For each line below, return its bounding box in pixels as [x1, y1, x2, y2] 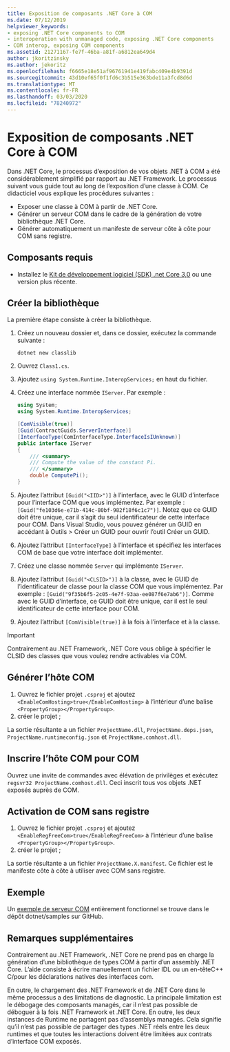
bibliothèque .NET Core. [17, 217, 86, 225]
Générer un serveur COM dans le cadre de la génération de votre [17, 210, 202, 218]
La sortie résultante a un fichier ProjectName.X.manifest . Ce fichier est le [7, 860, 213, 868]
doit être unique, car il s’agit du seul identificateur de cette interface [17, 513, 210, 521]
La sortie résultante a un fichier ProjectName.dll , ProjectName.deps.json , [7, 725, 213, 733]
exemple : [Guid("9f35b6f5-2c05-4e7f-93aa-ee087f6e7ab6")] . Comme [17, 589, 215, 597]
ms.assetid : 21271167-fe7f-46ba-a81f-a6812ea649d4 [7, 49, 156, 56]
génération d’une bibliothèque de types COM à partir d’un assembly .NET [7, 958, 215, 966]
